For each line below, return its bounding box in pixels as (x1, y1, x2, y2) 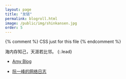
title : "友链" (5, 12, 33, 17)
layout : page (5, 7, 32, 12)
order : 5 (5, 25, 23, 30)
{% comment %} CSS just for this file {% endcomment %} (5, 39, 122, 44)
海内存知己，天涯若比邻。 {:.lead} (5, 49, 72, 55)
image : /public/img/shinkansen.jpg (5, 20, 77, 26)
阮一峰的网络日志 (12, 69, 47, 75)
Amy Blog (12, 59, 32, 64)
